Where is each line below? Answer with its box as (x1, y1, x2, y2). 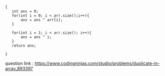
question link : (5, 60, 34, 66)
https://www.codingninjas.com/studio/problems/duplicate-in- (34, 60, 160, 66)
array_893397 (5, 66, 33, 71)
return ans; (11, 43, 37, 48)
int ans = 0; (11, 9, 39, 14)
